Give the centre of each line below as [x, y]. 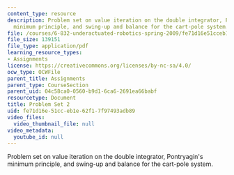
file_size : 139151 [34, 40]
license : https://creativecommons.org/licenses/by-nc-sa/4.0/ [99, 66]
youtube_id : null [39, 137]
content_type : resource [42, 14]
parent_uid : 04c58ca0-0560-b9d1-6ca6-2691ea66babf [82, 91]
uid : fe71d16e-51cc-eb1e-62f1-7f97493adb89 [71, 111]
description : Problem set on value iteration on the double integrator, [115, 20]
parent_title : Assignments [46, 78]
